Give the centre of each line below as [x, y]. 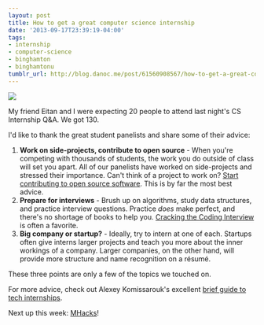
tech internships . [35, 297]
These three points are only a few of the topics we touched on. [110, 274]
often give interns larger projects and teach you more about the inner [131, 242]
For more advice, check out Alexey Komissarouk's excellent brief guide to [127, 289]
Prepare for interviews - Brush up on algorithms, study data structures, [136, 200]
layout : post [29, 15]
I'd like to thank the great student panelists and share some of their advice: [129, 135]
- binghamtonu [31, 67]
